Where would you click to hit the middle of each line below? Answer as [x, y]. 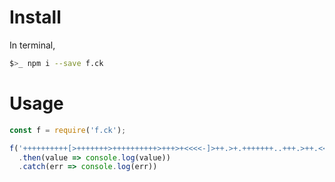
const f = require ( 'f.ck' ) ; [68, 130]
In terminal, [32, 45]
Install [35, 17]
